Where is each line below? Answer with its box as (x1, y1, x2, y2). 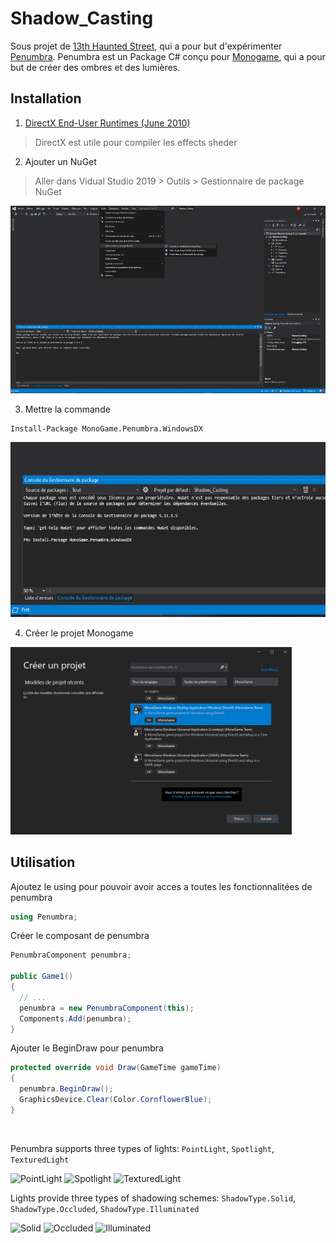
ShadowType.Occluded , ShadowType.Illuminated (10, 1202, 200, 1214)
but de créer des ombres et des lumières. (10, 61, 181, 73)
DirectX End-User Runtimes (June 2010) (24, 117, 191, 129)
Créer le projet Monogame (24, 627, 134, 639)
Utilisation (10, 854, 76, 871)
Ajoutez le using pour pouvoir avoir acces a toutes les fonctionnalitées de (10, 880, 313, 892)
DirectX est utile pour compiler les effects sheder (34, 136, 238, 148)
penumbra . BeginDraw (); (19, 1084, 114, 1094)
